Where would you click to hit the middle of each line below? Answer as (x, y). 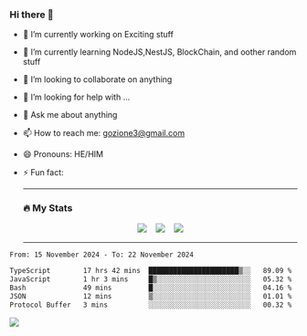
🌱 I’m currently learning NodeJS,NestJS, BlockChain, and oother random (159, 52)
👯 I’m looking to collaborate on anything (97, 79)
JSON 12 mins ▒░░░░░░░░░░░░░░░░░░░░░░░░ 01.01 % (151, 297)
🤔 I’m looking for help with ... (76, 97)
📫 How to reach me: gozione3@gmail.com (104, 133)
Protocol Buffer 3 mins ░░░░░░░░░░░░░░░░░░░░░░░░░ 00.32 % (151, 305)
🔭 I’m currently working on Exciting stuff (98, 35)
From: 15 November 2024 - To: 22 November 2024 (102, 255)
